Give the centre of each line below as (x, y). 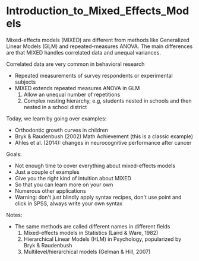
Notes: (14, 215)
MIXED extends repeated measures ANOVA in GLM (77, 88)
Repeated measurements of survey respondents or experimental (94, 75)
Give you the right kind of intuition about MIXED (73, 178)
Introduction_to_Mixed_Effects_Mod (98, 11)
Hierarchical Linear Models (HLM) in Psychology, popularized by (102, 239)
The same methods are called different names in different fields (92, 226)
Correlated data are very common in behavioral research (75, 64)
